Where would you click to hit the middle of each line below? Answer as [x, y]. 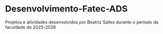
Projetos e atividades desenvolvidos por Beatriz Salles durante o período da [82, 22]
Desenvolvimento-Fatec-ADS [66, 9]
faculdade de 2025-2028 [31, 27]
